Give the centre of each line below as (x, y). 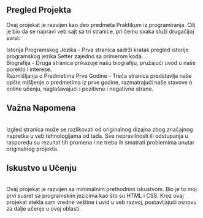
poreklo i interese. (29, 69)
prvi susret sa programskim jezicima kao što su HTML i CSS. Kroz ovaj (95, 196)
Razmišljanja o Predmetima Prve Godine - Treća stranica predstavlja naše (99, 75)
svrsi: (13, 38)
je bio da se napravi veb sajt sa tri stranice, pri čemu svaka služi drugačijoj (100, 31)
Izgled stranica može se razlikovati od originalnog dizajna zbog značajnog (100, 129)
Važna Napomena (41, 108)
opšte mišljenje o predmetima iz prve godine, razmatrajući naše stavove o (99, 82)
